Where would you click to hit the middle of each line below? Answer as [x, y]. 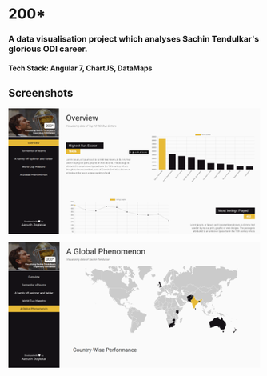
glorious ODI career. [48, 49]
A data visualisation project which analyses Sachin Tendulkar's [134, 39]
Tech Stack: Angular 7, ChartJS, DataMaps [80, 68]
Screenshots [41, 93]
